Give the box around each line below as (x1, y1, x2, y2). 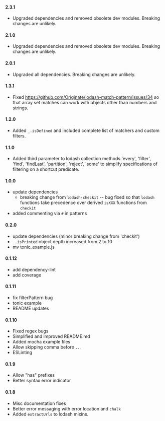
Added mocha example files (12, 339, 71, 345)
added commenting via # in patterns (12, 210, 87, 217)
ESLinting (12, 349, 33, 356)
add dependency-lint (12, 266, 56, 272)
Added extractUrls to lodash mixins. (12, 411, 89, 417)
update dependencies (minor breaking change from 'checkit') (12, 233, 140, 239)
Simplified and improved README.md (12, 333, 90, 339)
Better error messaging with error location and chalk (12, 405, 121, 411)
